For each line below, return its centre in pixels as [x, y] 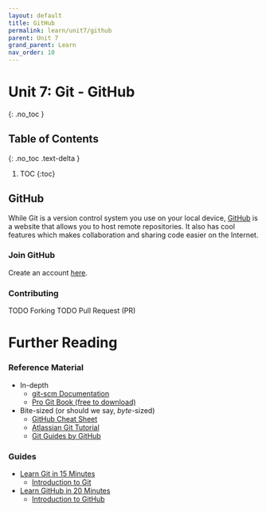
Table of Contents [54, 139]
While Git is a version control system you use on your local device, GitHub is [133, 218]
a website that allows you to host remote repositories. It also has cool [122, 226]
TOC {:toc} [37, 174]
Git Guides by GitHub [66, 435]
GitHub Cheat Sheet [65, 419]
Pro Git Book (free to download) [84, 402]
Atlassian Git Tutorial [65, 427]
